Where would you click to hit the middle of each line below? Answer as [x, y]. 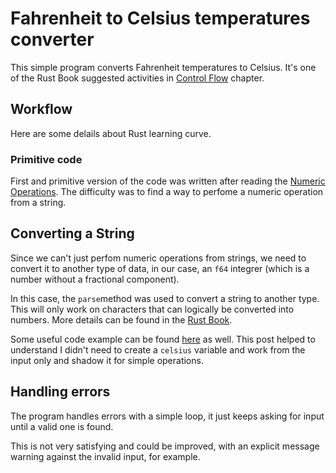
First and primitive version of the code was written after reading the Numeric [168, 181]
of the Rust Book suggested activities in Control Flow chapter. [137, 78]
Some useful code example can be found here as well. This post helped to [163, 339]
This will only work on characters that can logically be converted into [152, 309]
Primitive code [46, 159]
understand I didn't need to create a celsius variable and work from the [158, 349]
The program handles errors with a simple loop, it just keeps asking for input [167, 416]
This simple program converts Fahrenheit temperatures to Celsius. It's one [163, 67]
